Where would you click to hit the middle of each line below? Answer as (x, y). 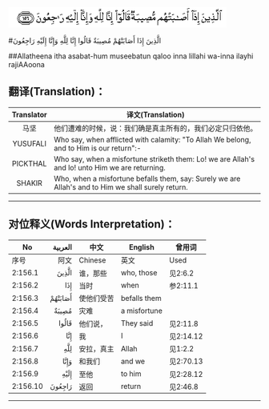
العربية (62, 247)
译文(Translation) (156, 114)
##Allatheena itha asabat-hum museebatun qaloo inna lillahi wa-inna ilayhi (131, 56)
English (142, 247)
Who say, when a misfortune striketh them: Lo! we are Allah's (154, 159)
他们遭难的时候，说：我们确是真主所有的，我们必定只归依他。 (155, 128)
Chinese (92, 260)
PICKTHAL (29, 163)
